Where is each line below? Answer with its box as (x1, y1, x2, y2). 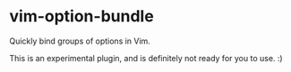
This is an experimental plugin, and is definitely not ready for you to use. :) (9, 52, 284, 63)
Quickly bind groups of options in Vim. (9, 36, 150, 46)
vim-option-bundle (9, 6, 154, 27)
